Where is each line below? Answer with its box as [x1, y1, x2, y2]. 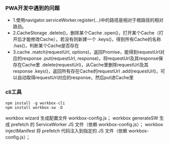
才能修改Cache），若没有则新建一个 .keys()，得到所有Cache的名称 [22, 36, 161, 42]
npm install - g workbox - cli [5, 101, 66, 106]
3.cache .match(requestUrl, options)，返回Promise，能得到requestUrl [12, 49, 160, 55]
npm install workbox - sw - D [5, 105, 63, 110]
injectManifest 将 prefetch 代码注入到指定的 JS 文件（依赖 [5, 128, 128, 134]
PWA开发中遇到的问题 [5, 4, 60, 11]
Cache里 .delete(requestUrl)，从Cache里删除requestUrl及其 [22, 62, 148, 68]
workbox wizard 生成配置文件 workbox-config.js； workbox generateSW [5, 115, 159, 121]
